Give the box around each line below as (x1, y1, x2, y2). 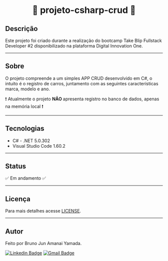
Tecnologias (5, 124, 44, 133)
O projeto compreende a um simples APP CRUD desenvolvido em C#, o (5, 75, 152, 81)
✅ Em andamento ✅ (5, 175, 46, 181)
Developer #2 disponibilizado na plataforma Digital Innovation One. (5, 43, 143, 49)
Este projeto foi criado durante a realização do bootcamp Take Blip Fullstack (5, 37, 162, 43)
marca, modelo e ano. (5, 86, 50, 92)
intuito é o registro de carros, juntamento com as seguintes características (5, 80, 158, 86)
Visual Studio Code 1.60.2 (12, 143, 66, 149)
